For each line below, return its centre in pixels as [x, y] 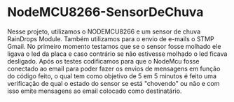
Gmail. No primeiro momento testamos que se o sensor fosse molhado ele [114, 46]
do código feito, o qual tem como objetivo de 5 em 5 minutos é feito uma [112, 76]
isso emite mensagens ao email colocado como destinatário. [95, 91]
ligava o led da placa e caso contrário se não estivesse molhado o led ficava [117, 54]
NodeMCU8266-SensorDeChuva [105, 12]
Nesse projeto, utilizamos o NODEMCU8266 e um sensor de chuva [104, 31]
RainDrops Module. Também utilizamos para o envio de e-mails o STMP [111, 38]
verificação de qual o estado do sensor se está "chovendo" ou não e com [113, 83]
